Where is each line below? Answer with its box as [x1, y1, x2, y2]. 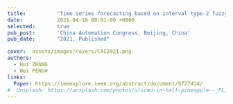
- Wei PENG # [13, 67, 49, 74]
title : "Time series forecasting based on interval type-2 [7, 10, 209, 17]
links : [7, 74, 26, 81]
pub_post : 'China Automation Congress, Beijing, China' [7, 29, 191, 37]
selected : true [7, 23, 70, 30]
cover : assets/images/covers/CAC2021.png [7, 48, 132, 55]
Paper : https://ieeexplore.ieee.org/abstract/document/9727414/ [13, 80, 203, 87]
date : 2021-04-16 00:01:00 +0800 [7, 17, 135, 23]
